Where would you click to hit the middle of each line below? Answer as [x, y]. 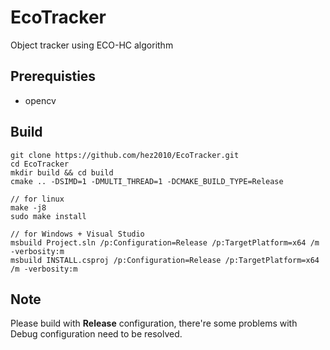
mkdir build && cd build [62, 172]
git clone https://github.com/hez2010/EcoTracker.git [125, 155]
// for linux [37, 199]
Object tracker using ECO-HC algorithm [92, 45]
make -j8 [28, 207]
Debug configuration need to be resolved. [96, 334]
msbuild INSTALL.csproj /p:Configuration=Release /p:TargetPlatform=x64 [165, 260]
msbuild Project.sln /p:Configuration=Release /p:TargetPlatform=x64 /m [165, 242]
